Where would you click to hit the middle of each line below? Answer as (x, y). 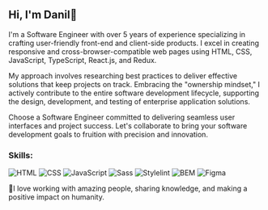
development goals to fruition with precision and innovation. (108, 134)
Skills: (21, 155)
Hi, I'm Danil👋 (43, 15)
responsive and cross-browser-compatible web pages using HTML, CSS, (130, 51)
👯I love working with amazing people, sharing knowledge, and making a (128, 189)
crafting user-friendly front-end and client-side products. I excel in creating (134, 43)
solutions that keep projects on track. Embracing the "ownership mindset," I (134, 84)
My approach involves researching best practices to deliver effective (123, 76)
